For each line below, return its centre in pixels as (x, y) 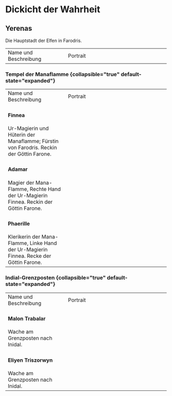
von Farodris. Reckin (33, 147)
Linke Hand (44, 243)
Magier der (21, 183)
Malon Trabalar (27, 318)
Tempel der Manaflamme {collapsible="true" (63, 74)
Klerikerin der (24, 237)
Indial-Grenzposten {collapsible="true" (56, 278)
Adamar (18, 169)
